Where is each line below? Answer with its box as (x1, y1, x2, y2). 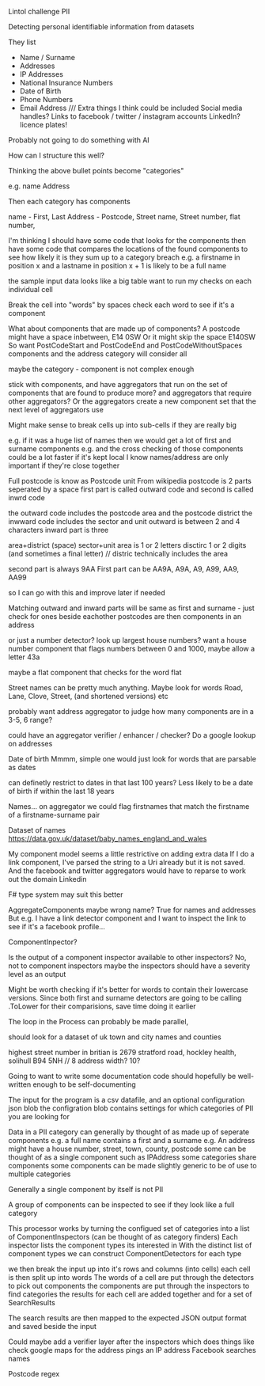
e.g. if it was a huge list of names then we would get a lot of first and (8, 435, 232, 445)
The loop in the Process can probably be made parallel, (8, 1017, 189, 1026)
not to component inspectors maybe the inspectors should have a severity (8, 961, 251, 970)
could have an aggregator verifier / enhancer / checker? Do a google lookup (8, 731, 256, 739)
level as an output (8, 970, 66, 978)
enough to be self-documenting (32, 1080, 136, 1089)
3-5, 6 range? (8, 716, 53, 724)
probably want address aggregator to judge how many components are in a (8, 707, 255, 716)
